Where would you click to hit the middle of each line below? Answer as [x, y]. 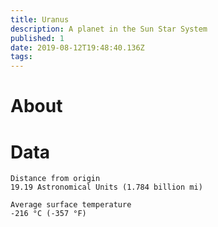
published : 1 [37, 38]
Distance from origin [55, 179]
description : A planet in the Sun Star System [109, 29]
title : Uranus [40, 19]
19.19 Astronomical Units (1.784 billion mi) [106, 187]
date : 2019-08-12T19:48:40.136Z [77, 47]
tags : [21, 57]
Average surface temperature [71, 205]
